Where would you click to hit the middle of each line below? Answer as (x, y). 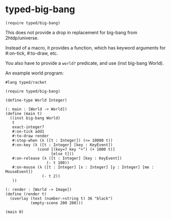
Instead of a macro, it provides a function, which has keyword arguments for (86, 47)
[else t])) (62, 154)
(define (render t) (26, 194)
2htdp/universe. (22, 38)
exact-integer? (28, 127)
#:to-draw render (31, 136)
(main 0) (15, 212)
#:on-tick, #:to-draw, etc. (32, 53)
